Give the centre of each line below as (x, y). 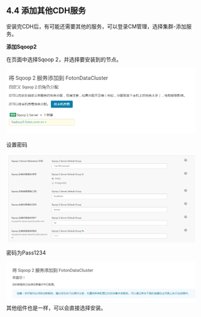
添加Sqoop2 (22, 46)
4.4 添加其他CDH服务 (46, 11)
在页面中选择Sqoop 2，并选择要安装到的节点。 (64, 59)
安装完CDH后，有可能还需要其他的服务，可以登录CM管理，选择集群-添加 (97, 26)
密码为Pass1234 (26, 252)
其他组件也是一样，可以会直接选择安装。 (56, 308)
